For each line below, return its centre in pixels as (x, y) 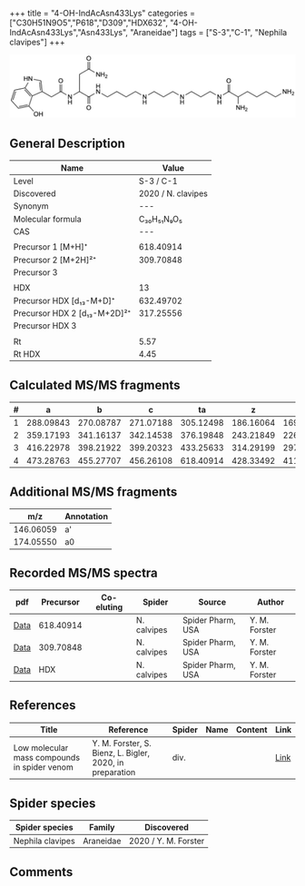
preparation (114, 772)
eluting (109, 606)
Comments (41, 872)
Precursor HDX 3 (45, 326)
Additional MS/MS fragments (93, 492)
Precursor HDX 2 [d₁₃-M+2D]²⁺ (72, 313)
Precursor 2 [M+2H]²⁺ (55, 260)
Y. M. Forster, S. (122, 743)
